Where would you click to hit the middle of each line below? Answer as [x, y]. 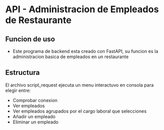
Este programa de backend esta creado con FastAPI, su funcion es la [85, 51]
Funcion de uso [30, 39]
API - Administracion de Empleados [82, 9]
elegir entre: [18, 90]
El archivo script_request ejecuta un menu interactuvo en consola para [80, 85]
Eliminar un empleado [36, 122]
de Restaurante [38, 20]
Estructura [22, 73]
